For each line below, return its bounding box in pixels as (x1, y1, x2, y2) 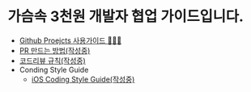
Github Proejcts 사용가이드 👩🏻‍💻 (19, 36, 122, 45)
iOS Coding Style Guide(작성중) (31, 74, 135, 84)
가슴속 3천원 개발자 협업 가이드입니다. (7, 7, 245, 26)
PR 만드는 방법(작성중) (19, 45, 91, 55)
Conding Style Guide (19, 65, 89, 74)
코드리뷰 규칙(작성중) (19, 56, 86, 65)
